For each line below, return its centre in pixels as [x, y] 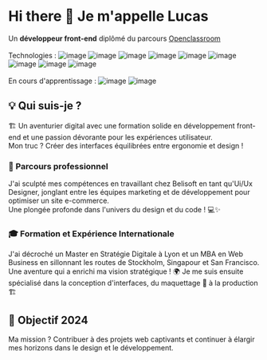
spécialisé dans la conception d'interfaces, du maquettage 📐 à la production [133, 283]
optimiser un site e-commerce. [59, 201]
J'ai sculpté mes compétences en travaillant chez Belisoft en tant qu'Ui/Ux [131, 184]
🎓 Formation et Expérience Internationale [92, 233]
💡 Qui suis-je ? [45, 106]
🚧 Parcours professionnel [59, 166]
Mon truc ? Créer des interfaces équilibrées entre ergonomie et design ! [126, 145]
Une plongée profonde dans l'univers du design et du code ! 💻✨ [114, 210]
